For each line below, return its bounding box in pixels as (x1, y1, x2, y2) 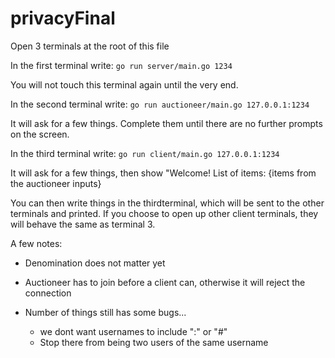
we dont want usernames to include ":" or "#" (39, 325, 228, 337)
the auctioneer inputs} (10, 177, 102, 189)
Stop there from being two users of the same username (39, 336, 269, 348)
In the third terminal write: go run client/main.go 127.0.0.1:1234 (10, 147, 280, 159)
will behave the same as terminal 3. (10, 218, 156, 230)
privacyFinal (10, 7, 116, 30)
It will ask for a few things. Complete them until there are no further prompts (10, 117, 323, 129)
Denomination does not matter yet (24, 257, 166, 269)
